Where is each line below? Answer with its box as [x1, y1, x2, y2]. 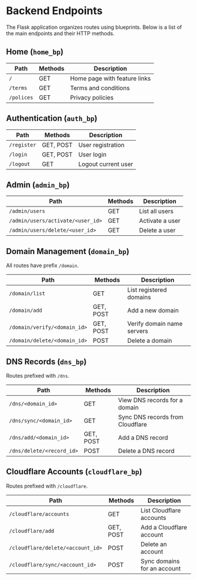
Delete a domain [127, 336, 172, 345]
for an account [140, 564, 181, 572]
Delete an [140, 540, 167, 548]
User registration [78, 141, 125, 149]
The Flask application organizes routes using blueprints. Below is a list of [6, 24, 182, 31]
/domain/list [9, 290, 46, 297]
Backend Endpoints [6, 4, 103, 18]
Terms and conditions [70, 84, 130, 92]
